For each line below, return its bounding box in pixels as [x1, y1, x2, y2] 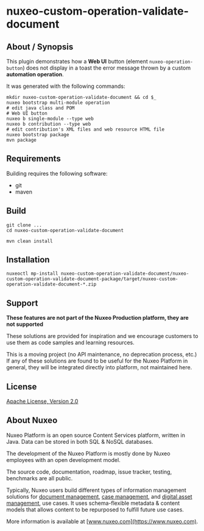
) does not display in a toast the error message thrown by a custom [22, 64, 191, 71]
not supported [6, 320, 44, 328]
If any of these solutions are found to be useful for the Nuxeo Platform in [6, 357, 188, 364]
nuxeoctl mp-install [6, 270, 59, 277]
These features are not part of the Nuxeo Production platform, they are [6, 314, 189, 322]
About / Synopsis [6, 42, 74, 52]
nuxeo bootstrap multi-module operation [6, 99, 111, 106]
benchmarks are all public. [6, 474, 73, 482]
